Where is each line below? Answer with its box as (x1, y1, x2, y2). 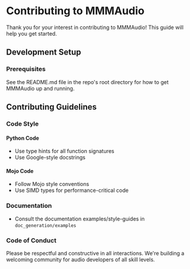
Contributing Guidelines (6, 102, 97, 112)
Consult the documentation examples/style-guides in (14, 215, 145, 222)
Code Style (6, 120, 39, 128)
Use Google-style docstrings (14, 154, 86, 161)
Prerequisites (6, 65, 46, 73)
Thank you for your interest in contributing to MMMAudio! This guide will (6, 24, 184, 31)
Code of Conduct (6, 236, 56, 244)
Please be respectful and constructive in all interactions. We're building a (6, 249, 185, 257)
